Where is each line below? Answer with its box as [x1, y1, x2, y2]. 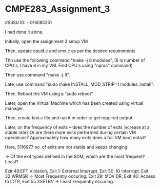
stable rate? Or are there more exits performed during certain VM [5, 129, 136, 135]
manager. [5, 105, 24, 111]
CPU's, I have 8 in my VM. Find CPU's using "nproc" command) [5, 62, 133, 68]
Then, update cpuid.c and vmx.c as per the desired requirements [5, 48, 136, 54]
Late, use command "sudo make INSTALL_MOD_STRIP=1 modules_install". [5, 81, 155, 87]
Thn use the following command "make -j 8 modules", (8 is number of [5, 57, 145, 63]
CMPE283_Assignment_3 [5, 3, 110, 15]
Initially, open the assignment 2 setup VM [5, 38, 88, 44]
